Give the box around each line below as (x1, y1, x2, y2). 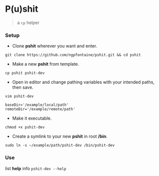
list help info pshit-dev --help (5, 165, 67, 171)
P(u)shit (5, 3, 38, 15)
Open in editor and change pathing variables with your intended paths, (12, 79, 155, 85)
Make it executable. (12, 115, 52, 121)
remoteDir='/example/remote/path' (5, 107, 76, 112)
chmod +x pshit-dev (5, 125, 45, 130)
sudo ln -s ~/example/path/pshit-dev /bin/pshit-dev (5, 143, 115, 148)
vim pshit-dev (5, 94, 34, 99)
